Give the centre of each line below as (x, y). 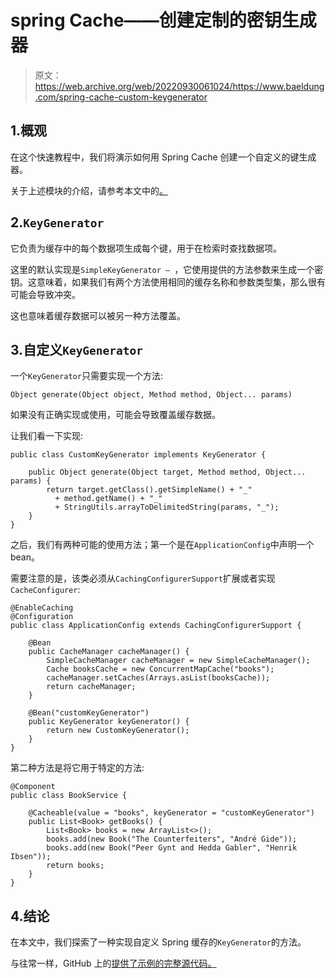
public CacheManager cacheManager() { (109, 652)
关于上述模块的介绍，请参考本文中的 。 (89, 190)
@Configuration (42, 617)
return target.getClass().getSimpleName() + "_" (149, 490)
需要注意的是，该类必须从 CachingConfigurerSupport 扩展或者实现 (143, 578)
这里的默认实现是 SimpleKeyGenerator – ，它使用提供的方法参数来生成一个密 (167, 269)
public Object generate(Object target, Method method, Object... (167, 472)
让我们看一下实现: (47, 436)
